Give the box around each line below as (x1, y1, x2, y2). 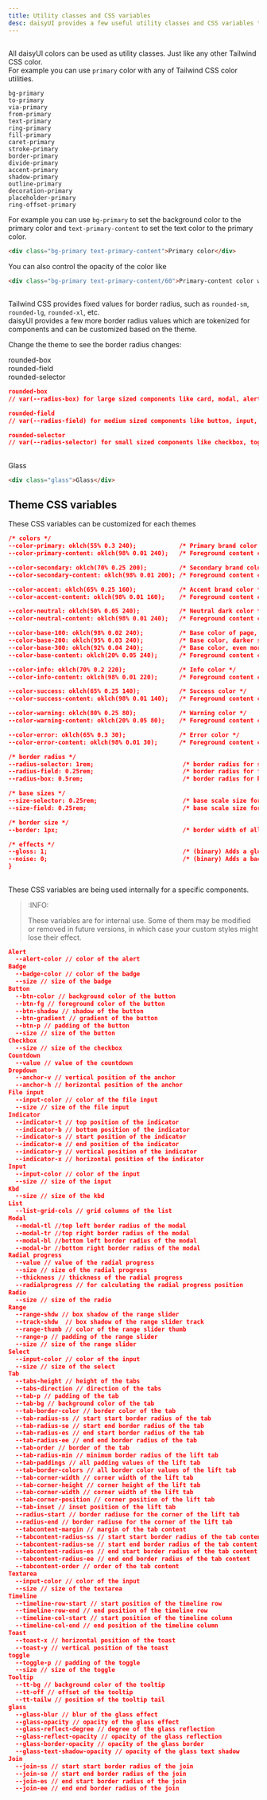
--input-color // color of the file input (15, 1096, 158, 1104)
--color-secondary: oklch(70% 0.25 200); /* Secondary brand (8, 563, 244, 572)
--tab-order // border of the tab (15, 1444, 130, 1452)
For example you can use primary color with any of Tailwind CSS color (8, 65, 238, 75)
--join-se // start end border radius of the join (15, 1770, 187, 1778)
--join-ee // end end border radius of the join (15, 1785, 180, 1793)
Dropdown (8, 1066, 37, 1074)
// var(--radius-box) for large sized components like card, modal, (8, 395, 240, 403)
